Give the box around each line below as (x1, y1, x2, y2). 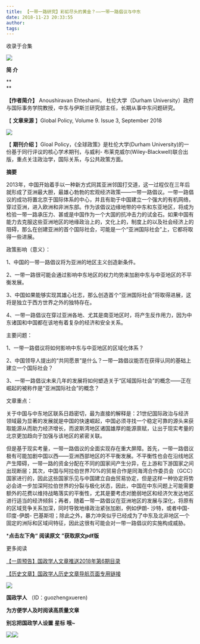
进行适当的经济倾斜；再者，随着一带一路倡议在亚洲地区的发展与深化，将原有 (6, 497, 194, 504)
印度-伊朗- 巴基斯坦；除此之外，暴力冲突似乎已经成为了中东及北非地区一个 (6, 512, 190, 519)
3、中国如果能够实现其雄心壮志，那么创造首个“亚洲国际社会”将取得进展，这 (6, 292, 192, 299)
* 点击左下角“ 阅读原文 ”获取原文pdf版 (6, 532, 99, 540)
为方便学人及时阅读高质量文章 (6, 606, 79, 614)
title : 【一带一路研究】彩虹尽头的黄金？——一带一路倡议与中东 (6, 8, 141, 15)
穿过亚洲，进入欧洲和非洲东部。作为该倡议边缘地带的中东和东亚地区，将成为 (6, 203, 194, 210)
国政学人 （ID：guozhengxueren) (6, 594, 88, 601)
